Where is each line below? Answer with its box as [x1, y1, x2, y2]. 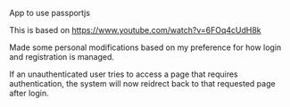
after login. [9, 88, 49, 98]
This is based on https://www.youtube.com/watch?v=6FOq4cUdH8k [9, 25, 261, 35]
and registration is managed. [9, 52, 114, 62]
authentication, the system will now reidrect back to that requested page [9, 78, 276, 88]
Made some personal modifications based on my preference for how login [9, 42, 282, 53]
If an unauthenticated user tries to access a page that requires [9, 69, 238, 79]
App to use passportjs [9, 8, 91, 18]
